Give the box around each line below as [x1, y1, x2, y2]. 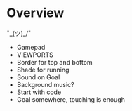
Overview [6, 5, 65, 21]
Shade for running [16, 65, 70, 74]
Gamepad [16, 43, 46, 51]
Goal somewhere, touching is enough [16, 95, 126, 103]
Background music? [16, 80, 74, 89]
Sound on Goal [16, 72, 60, 81]
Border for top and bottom [16, 58, 93, 66]
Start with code [16, 88, 62, 96]
